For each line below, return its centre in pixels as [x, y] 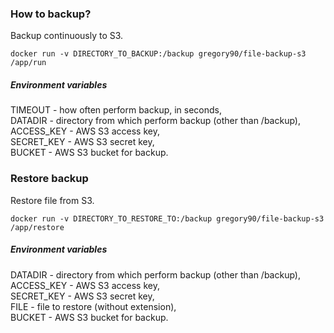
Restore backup [49, 179]
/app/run [28, 63]
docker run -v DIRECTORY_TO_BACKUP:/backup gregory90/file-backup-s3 [158, 54]
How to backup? [51, 14]
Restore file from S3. [52, 200]
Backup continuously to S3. [67, 36]
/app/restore [37, 227]
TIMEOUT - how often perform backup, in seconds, [116, 110]
